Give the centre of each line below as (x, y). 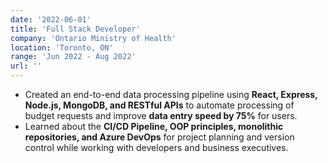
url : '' (26, 66)
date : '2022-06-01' (51, 19)
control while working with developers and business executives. (156, 147)
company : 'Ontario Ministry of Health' (93, 38)
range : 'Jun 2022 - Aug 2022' (73, 57)
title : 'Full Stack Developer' (75, 29)
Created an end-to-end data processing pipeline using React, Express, (171, 94)
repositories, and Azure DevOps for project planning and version (159, 137)
